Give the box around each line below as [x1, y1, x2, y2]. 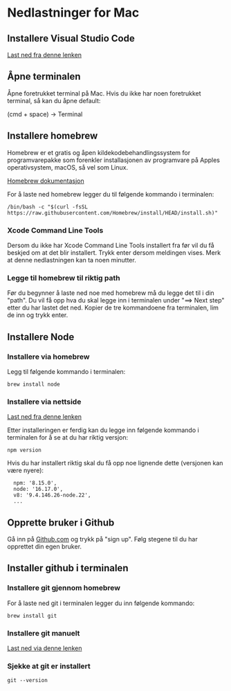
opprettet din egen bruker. [7, 542, 82, 551]
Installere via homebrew [7, 352, 90, 361]
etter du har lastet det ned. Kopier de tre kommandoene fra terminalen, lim [7, 303, 219, 312]
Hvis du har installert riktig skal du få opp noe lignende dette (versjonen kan [7, 459, 223, 467]
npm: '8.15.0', [13, 480, 57, 487]
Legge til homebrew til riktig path [7, 273, 120, 282]
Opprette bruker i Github [7, 517, 115, 528]
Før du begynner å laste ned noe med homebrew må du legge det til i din [7, 289, 214, 297]
